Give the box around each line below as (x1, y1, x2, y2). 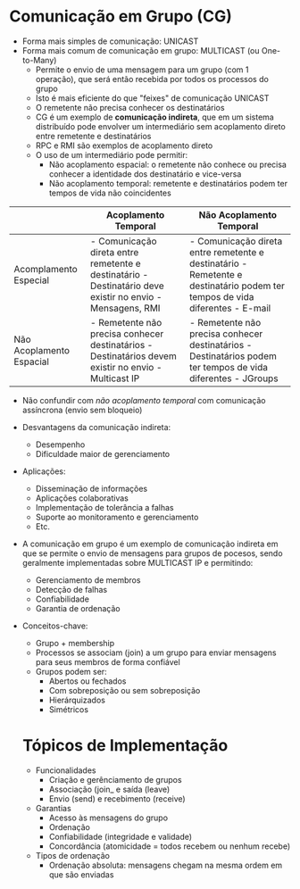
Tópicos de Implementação (21, 735, 229, 756)
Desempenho (35, 439, 86, 450)
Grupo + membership (35, 637, 115, 648)
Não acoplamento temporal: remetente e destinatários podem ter (48, 178, 288, 188)
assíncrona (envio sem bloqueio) (21, 404, 143, 415)
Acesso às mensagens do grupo (48, 812, 168, 823)
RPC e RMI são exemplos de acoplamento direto (35, 140, 213, 151)
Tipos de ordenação (35, 850, 110, 860)
